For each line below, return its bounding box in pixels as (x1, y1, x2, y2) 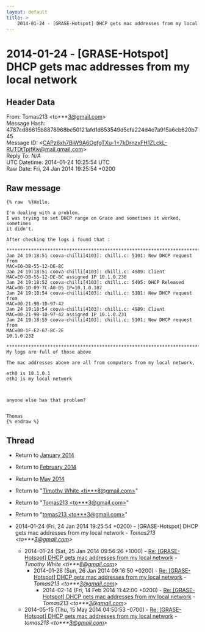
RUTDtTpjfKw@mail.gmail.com (6, 146, 84, 153)
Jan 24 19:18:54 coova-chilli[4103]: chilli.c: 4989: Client (6, 307, 165, 313)
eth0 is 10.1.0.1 (6, 371, 51, 377)
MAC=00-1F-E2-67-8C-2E (6, 328, 64, 334)
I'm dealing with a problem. (6, 210, 81, 216)
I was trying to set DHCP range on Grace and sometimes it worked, (6, 215, 182, 221)
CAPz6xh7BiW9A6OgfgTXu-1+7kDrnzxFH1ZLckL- (42, 139, 168, 147)
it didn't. (6, 226, 34, 232)
